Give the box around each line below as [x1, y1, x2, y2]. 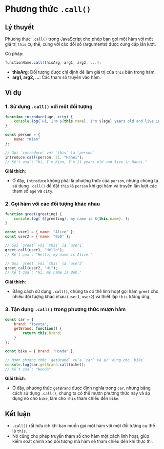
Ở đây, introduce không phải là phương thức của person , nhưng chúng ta [12, 178, 159, 184]
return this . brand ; [22, 331, 62, 336]
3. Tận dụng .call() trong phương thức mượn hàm [5, 306, 126, 313]
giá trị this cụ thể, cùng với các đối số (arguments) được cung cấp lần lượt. [5, 41, 156, 47]
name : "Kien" [14, 137, 41, 142]
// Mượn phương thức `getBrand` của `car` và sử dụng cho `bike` [5, 357, 145, 363]
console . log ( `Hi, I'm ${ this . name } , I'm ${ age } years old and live [14, 119, 154, 124]
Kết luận [5, 410, 31, 418]
